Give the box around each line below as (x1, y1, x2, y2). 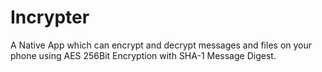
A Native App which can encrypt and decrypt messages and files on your (10, 39, 313, 51)
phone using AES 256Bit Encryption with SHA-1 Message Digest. (10, 49, 277, 61)
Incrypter (10, 6, 90, 29)
